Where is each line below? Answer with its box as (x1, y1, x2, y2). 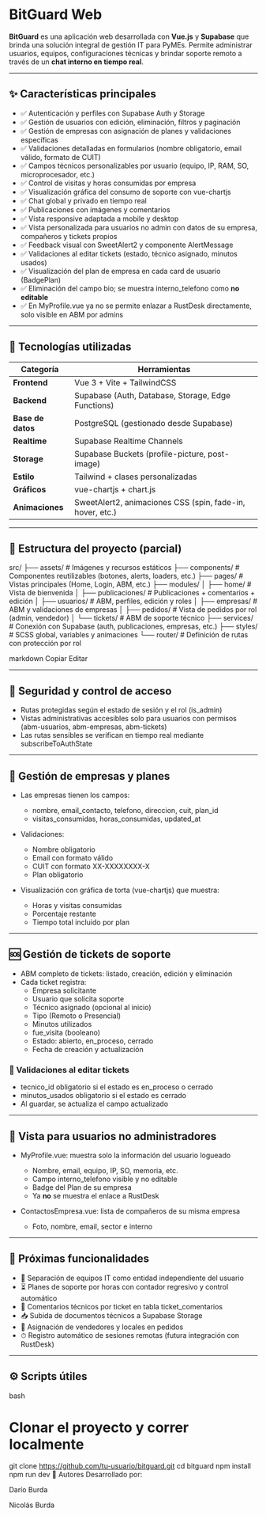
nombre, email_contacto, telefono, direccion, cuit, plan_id (32, 806, 219, 815)
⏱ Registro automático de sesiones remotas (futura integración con (20, 1330, 240, 1339)
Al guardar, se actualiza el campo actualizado (20, 1099, 169, 1109)
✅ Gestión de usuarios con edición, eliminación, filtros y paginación (20, 117, 241, 127)
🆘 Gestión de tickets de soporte (9, 948, 171, 961)
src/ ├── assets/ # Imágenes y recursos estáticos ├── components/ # (9, 563, 240, 572)
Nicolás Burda (9, 1500, 54, 1510)
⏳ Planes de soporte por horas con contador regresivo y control (20, 1282, 229, 1291)
